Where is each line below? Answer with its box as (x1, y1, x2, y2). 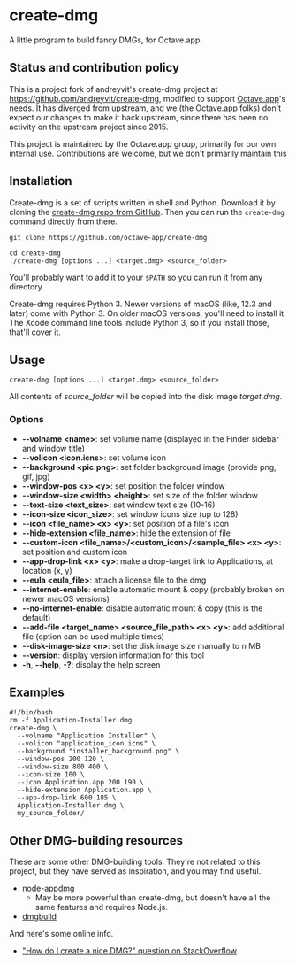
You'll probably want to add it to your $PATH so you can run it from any (9, 272, 263, 282)
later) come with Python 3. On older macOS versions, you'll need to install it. (9, 307, 286, 319)
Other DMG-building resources (9, 833, 184, 848)
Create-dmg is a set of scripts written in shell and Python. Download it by (9, 197, 276, 208)
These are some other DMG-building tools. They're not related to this (9, 856, 261, 868)
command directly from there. (9, 216, 118, 227)
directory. (9, 281, 44, 292)
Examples (9, 685, 65, 700)
